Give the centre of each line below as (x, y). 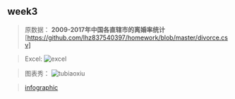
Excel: (34, 59)
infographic (41, 87)
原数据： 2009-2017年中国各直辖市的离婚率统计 (95, 29)
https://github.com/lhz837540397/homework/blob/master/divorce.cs (127, 37)
